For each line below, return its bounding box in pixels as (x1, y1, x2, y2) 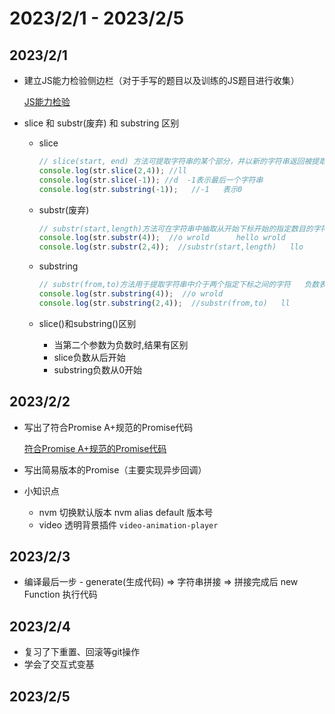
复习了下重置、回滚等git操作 (23, 646, 141, 658)
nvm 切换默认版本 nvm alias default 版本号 (38, 506, 214, 518)
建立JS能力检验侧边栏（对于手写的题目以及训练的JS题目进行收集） (23, 75, 300, 86)
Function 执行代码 (23, 588, 98, 601)
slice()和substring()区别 (38, 317, 137, 329)
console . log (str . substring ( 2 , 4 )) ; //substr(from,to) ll (38, 298, 291, 308)
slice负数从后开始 (53, 351, 126, 363)
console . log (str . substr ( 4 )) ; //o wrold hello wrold (38, 233, 286, 243)
